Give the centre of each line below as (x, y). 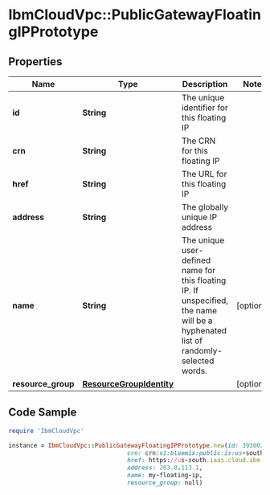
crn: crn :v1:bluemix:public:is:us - (187, 453)
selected (198, 361)
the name (199, 311)
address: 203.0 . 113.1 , (165, 468)
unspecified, (205, 301)
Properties (35, 61)
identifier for (205, 108)
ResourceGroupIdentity (128, 384)
